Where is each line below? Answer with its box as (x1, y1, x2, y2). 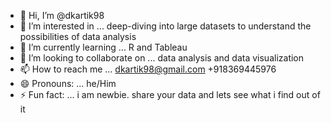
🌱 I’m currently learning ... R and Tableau (19, 41, 188, 53)
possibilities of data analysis (19, 31, 137, 42)
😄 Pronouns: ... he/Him (19, 78, 117, 89)
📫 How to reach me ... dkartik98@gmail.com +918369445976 (19, 63, 277, 75)
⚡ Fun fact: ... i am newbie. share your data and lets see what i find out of (19, 89, 321, 100)
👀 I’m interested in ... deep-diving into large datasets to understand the (19, 20, 312, 32)
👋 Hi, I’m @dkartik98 (19, 10, 105, 21)
